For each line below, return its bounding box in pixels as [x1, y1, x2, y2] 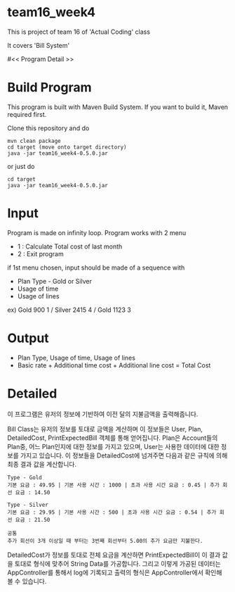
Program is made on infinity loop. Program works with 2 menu [7, 228, 187, 237]
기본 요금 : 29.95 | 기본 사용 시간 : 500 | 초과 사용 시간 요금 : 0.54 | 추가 [7, 508, 217, 516]
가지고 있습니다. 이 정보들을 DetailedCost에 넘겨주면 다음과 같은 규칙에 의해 [20, 451, 228, 460]
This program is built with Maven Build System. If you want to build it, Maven [7, 103, 229, 111]
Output [7, 330, 49, 346]
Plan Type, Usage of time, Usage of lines [17, 353, 135, 362]
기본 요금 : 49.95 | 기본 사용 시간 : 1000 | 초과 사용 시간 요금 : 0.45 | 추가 [7, 481, 220, 489]
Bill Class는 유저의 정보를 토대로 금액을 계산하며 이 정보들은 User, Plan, [7, 424, 203, 433]
